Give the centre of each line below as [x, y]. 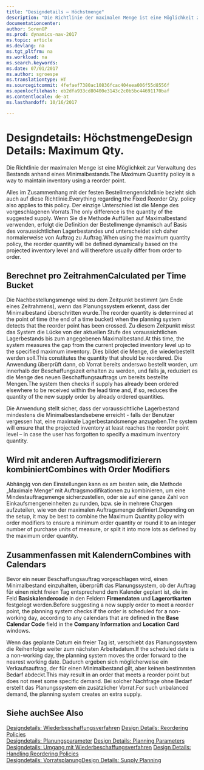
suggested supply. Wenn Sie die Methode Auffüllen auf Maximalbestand [97, 218]
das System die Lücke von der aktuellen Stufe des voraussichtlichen [92, 332]
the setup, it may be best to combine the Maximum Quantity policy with [95, 517]
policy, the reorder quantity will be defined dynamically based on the [92, 244]
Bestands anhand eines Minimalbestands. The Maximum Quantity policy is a [101, 174]
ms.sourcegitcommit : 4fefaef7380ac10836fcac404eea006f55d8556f [88, 86]
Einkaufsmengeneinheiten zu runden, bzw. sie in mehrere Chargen [90, 504]
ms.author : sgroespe [32, 74]
